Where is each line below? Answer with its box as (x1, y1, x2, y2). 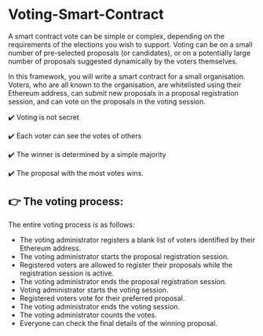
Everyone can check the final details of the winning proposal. (19, 318, 218, 327)
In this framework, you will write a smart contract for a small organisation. (8, 71, 246, 81)
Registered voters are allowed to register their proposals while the (19, 260, 233, 269)
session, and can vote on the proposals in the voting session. (8, 97, 206, 106)
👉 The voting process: (8, 195, 124, 209)
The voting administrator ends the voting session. (19, 301, 181, 311)
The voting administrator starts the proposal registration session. (19, 251, 229, 261)
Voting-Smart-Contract (8, 5, 164, 24)
